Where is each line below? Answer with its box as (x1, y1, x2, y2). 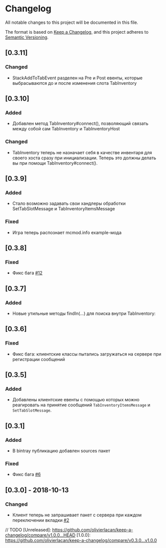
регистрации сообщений (12, 356, 65, 362)
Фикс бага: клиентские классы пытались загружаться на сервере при (12, 351, 162, 357)
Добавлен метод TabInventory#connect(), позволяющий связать (12, 121, 149, 126)
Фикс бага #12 (12, 270, 43, 276)
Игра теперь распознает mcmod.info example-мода (12, 229, 122, 236)
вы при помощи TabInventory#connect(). (12, 160, 98, 166)
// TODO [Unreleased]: (5, 527, 51, 533)
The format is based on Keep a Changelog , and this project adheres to (5, 29, 149, 35)
